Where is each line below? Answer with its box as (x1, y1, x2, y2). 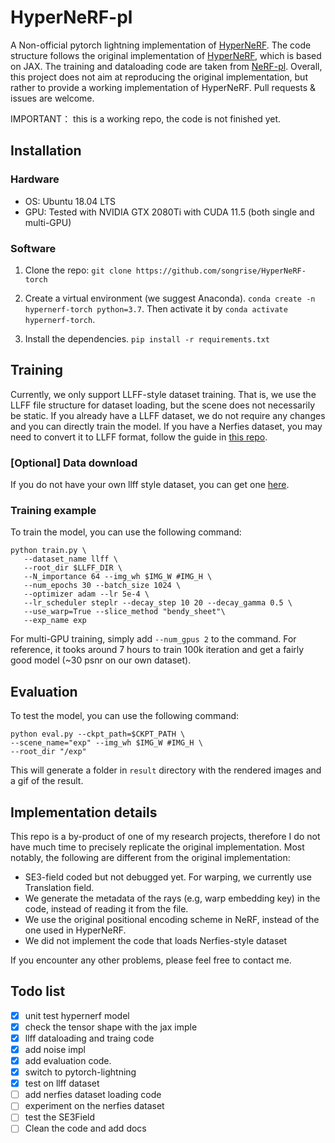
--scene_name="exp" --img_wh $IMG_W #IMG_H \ (10, 738, 203, 748)
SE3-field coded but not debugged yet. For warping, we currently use (24, 871, 312, 883)
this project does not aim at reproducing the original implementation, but (10, 71, 308, 83)
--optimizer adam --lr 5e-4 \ (23, 589, 150, 600)
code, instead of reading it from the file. (24, 902, 189, 915)
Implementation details (10, 804, 158, 821)
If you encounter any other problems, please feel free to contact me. (10, 954, 292, 966)
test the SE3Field (24, 1111, 96, 1123)
